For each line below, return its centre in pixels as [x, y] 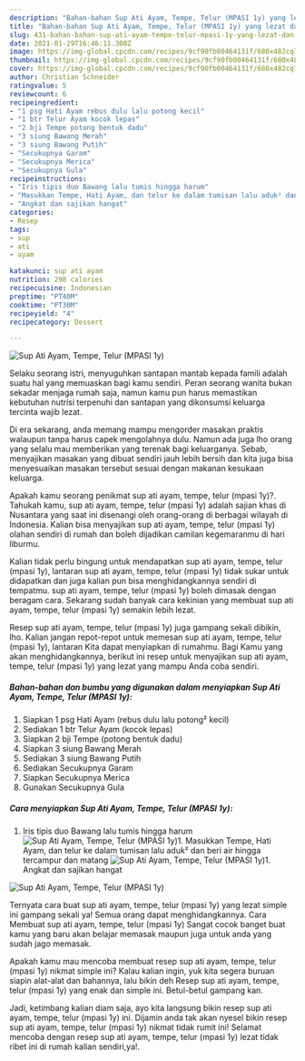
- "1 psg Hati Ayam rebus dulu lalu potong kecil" [107, 111]
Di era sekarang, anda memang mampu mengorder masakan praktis [137, 429]
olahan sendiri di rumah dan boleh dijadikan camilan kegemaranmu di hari [147, 534]
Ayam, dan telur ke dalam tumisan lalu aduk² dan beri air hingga [142, 851]
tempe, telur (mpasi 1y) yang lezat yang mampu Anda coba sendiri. [134, 666]
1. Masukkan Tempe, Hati [224, 841]
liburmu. [25, 544]
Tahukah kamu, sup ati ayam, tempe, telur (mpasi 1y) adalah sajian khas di [148, 505]
